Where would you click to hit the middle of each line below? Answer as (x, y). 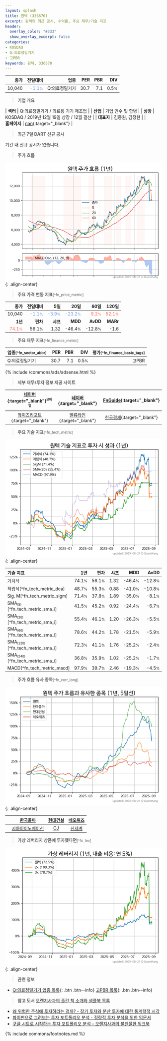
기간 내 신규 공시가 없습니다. (32, 144)
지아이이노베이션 (28, 828)
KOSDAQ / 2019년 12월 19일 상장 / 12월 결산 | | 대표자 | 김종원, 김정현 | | (76, 117)
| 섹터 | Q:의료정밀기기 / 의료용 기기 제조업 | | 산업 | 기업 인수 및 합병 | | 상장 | (80, 111)
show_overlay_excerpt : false (40, 37)
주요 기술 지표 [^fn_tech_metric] (45, 432)
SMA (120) (16, 642)
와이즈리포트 (30, 415)
